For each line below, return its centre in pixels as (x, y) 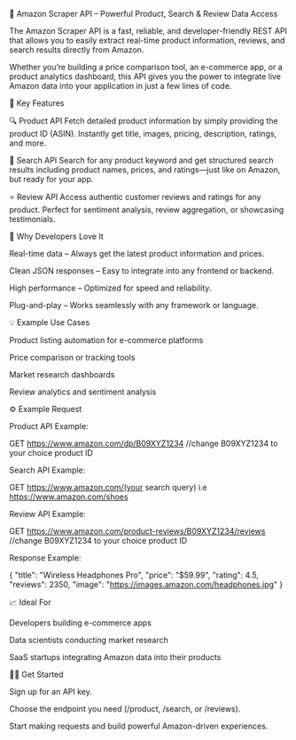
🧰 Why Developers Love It (56, 236)
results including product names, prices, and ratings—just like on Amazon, (145, 170)
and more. (28, 143)
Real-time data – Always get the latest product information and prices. (137, 254)
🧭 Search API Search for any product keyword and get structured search (141, 160)
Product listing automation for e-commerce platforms (106, 340)
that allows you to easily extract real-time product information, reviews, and (147, 40)
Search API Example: (47, 470)
